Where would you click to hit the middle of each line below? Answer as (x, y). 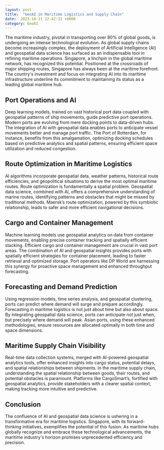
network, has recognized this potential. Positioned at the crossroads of (77, 64)
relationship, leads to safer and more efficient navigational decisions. (75, 207)
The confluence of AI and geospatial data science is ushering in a (71, 416)
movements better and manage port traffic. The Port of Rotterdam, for (76, 133)
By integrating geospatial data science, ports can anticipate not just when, (80, 314)
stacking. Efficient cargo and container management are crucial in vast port (82, 245)
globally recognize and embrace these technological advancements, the (78, 432)
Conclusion (23, 404)
